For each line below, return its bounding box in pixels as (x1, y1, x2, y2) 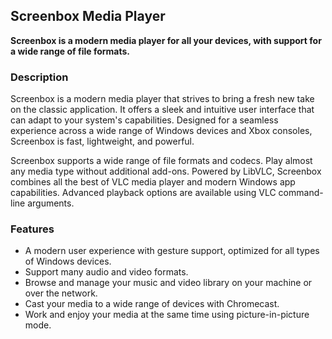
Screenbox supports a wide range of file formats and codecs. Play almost (10, 155, 313, 167)
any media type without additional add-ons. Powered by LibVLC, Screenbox (10, 165, 322, 178)
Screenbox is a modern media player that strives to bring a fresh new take (10, 93, 315, 105)
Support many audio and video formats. (24, 266, 189, 278)
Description (10, 70, 69, 84)
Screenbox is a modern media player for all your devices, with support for (10, 34, 322, 46)
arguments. (27, 197, 75, 209)
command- (278, 187, 324, 199)
